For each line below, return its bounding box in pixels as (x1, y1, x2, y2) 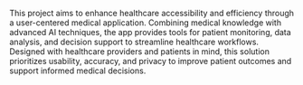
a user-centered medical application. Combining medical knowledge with (9, 17, 282, 28)
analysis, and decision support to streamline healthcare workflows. (9, 36, 260, 47)
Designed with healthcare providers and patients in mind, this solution (9, 46, 270, 57)
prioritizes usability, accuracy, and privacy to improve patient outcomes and (9, 56, 292, 66)
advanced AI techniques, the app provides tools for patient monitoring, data (9, 27, 291, 37)
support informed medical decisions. (9, 65, 147, 76)
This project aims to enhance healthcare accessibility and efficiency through (9, 8, 295, 18)
